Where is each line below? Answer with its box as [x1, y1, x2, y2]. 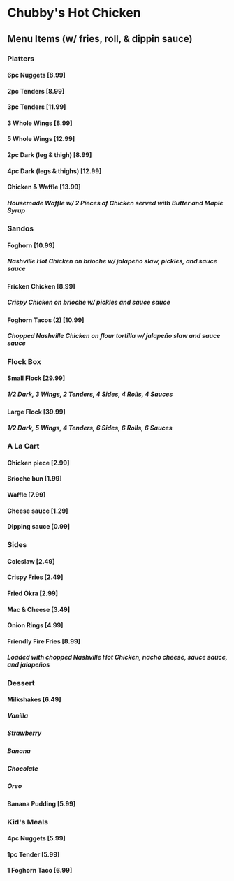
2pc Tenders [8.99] [7, 87, 65, 95]
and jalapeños [7, 660, 50, 669]
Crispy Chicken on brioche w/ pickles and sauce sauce [7, 298, 170, 307]
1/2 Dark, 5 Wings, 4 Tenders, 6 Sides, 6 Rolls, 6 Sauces [7, 423, 173, 432]
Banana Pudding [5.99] [7, 799, 76, 808]
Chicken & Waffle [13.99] [7, 183, 81, 191]
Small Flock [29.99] [7, 374, 65, 382]
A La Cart [7, 442, 40, 451]
